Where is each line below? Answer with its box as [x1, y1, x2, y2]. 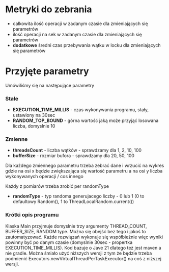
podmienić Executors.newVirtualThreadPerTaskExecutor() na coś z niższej [5, 255, 162, 261]
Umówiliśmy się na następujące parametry [5, 82, 95, 88]
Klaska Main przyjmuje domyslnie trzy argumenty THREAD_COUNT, [5, 223, 147, 229]
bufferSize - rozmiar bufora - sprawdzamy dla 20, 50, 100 [12, 153, 135, 159]
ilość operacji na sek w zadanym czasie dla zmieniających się [12, 31, 142, 37]
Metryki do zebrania [5, 4, 93, 15]
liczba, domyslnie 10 [12, 123, 55, 129]
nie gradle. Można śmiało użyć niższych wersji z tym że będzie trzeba [5, 250, 152, 256]
